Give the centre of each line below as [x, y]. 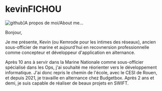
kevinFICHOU [33, 9]
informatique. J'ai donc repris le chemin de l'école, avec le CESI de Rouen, [81, 72]
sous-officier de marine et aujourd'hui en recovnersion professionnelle [77, 47]
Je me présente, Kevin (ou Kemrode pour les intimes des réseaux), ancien [81, 42]
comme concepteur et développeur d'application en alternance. [70, 52]
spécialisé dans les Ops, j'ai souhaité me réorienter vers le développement [81, 67]
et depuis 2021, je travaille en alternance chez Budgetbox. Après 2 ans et [80, 78]
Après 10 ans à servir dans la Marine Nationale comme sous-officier [74, 62]
